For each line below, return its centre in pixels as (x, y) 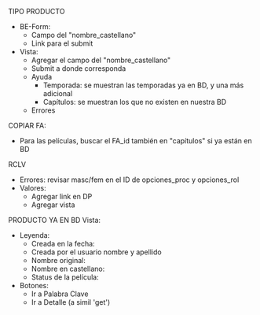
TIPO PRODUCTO (37, 11)
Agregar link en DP (62, 196)
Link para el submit (62, 43)
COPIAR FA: (27, 126)
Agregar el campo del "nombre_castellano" (101, 60)
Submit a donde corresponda (79, 69)
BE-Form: (35, 26)
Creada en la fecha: (63, 244)
